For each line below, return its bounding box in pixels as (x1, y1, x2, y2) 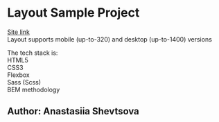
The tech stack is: (7, 49, 58, 57)
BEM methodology (7, 85, 60, 94)
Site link (7, 28, 30, 36)
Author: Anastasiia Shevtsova (7, 105, 140, 117)
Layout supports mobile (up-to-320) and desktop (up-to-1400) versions (7, 35, 213, 43)
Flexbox (7, 71, 30, 79)
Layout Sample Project (7, 5, 140, 21)
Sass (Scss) (7, 78, 42, 86)
